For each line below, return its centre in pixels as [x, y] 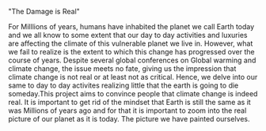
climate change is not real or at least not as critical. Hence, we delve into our [133, 77]
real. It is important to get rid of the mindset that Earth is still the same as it [129, 102]
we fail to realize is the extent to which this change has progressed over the [131, 52]
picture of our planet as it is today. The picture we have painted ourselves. [129, 119]
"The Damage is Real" [44, 11]
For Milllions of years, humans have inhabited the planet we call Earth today [131, 26]
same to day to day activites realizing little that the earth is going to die [123, 85]
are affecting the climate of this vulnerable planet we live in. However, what [131, 43]
